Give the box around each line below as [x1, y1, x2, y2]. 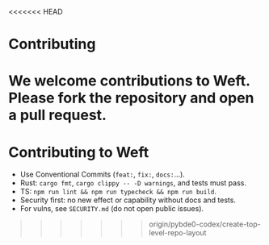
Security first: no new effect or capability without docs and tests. [19, 195, 237, 205]
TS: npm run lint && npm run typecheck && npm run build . [19, 187, 216, 197]
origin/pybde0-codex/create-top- [149, 219, 261, 229]
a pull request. [8, 106, 107, 124]
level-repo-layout [149, 228, 207, 238]
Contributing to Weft [8, 143, 149, 161]
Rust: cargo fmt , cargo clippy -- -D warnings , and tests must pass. [19, 178, 246, 188]
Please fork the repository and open [8, 89, 254, 107]
